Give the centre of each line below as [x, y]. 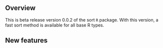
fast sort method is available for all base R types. [55, 25]
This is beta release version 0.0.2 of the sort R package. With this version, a [82, 20]
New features [26, 40]
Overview [20, 8]
